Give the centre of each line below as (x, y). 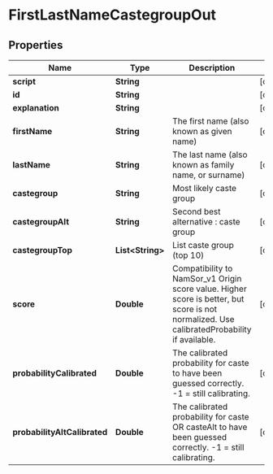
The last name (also (210, 154)
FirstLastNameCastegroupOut (113, 15)
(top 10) (188, 255)
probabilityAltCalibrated (60, 432)
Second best (196, 211)
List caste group (203, 245)
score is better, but (208, 299)
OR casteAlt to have (210, 427)
